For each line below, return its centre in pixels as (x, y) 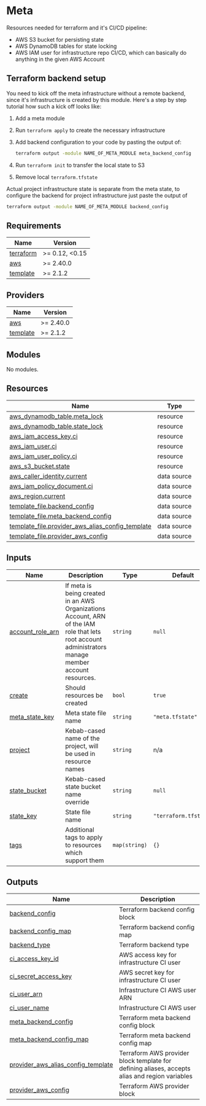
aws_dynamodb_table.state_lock (56, 426)
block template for (145, 1061)
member (77, 662)
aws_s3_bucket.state (40, 466)
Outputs (22, 882)
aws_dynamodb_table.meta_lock (56, 416)
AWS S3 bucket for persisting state (59, 39)
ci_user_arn (26, 994)
